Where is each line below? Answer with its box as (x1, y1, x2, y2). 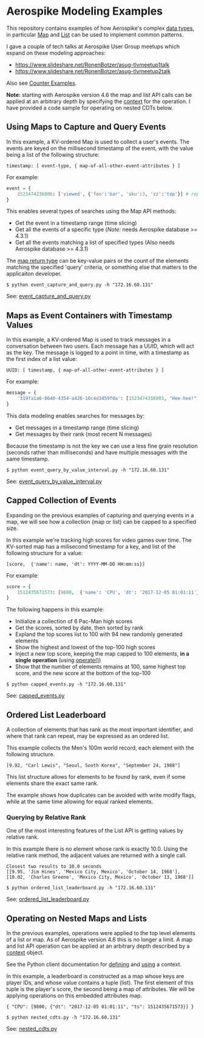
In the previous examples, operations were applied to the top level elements (6, 929, 195, 937)
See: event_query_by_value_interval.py (6, 478, 102, 485)
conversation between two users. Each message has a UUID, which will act (6, 343, 194, 350)
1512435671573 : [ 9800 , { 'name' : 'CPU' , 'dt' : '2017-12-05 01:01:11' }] (17, 589, 202, 595)
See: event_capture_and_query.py (6, 293, 91, 300)
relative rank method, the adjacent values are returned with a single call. (6, 852, 187, 859)
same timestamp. (6, 455, 50, 462)
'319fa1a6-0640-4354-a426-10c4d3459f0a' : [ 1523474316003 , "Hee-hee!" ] (17, 395, 200, 402)
